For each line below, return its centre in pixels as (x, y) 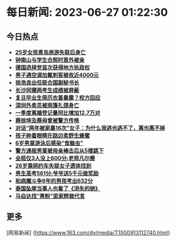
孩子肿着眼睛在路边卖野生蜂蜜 (52, 136)
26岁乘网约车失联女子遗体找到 (53, 166)
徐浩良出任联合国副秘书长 (47, 83)
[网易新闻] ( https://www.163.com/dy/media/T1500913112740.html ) (88, 232)
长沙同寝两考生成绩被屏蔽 (47, 90)
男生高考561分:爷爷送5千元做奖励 (57, 173)
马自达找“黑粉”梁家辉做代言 (50, 196)
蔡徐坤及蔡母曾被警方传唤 (47, 120)
